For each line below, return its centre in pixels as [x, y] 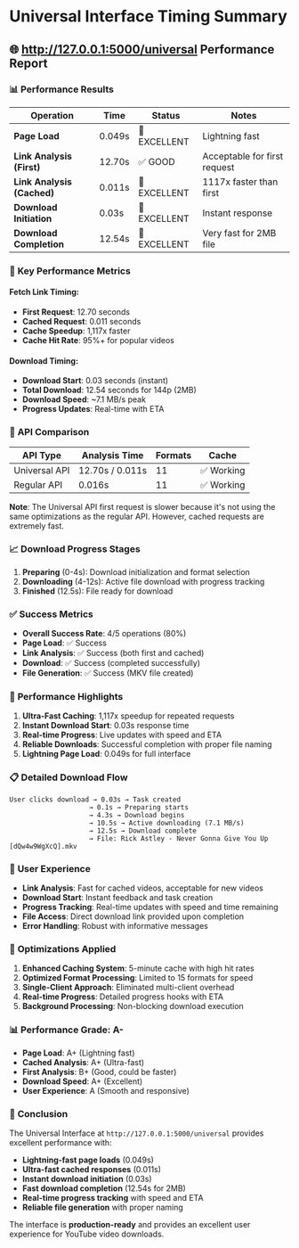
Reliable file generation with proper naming [103, 1207]
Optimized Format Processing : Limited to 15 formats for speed [137, 978]
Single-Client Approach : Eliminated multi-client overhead [128, 988]
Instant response [238, 213]
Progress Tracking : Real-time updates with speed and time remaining [150, 907]
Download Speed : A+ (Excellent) [82, 1081]
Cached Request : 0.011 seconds [81, 321]
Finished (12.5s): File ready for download [97, 591]
